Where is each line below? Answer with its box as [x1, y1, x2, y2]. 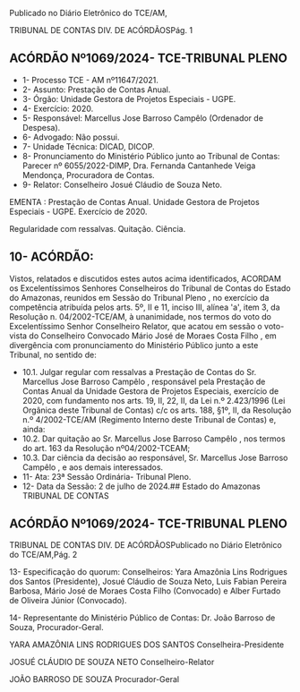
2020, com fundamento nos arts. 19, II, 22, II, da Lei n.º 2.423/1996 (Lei [21, 395, 286, 406]
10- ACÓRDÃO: [9, 250, 94, 265]
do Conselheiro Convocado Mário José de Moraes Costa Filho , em [29, 330, 277, 341]
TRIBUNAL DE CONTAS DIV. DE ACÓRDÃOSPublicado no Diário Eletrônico [9, 540, 282, 551]
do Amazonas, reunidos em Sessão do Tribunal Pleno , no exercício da [9, 292, 270, 303]
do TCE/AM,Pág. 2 [9, 550, 78, 560]
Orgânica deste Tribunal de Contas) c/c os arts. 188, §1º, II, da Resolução [21, 405, 292, 415]
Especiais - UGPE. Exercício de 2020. [9, 206, 148, 217]
